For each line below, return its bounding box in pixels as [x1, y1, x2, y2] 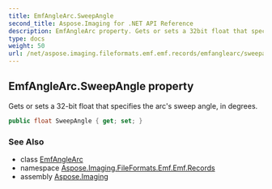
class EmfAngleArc [19, 154, 83, 164]
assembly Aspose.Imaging [19, 171, 109, 181]
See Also [8, 135, 45, 147]
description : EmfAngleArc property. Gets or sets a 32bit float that [8, 27, 249, 35]
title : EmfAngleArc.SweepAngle [8, 11, 114, 20]
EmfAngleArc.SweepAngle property [8, 79, 194, 93]
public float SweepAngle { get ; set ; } [8, 117, 143, 125]
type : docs [8, 34, 45, 43]
